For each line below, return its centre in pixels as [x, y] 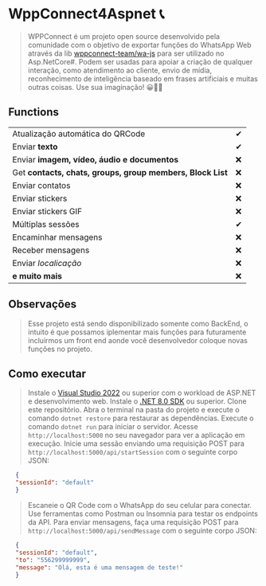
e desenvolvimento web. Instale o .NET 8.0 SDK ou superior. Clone [137, 401]
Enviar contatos [41, 186]
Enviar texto [35, 146]
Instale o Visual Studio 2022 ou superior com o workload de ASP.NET [142, 393]
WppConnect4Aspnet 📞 [86, 14]
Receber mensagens [51, 250]
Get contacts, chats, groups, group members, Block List [120, 172]
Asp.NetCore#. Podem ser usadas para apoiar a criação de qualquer [140, 61]
